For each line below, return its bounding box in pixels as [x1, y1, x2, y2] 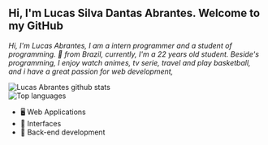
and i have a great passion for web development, [8, 66, 174, 76]
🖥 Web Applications [19, 107, 87, 117]
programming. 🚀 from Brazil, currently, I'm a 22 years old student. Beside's [8, 49, 260, 59]
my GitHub [8, 19, 63, 33]
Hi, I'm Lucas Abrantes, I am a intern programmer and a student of [8, 41, 233, 50]
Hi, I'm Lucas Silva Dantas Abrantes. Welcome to [8, 6, 261, 20]
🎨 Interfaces [19, 118, 62, 128]
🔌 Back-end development [19, 127, 106, 137]
